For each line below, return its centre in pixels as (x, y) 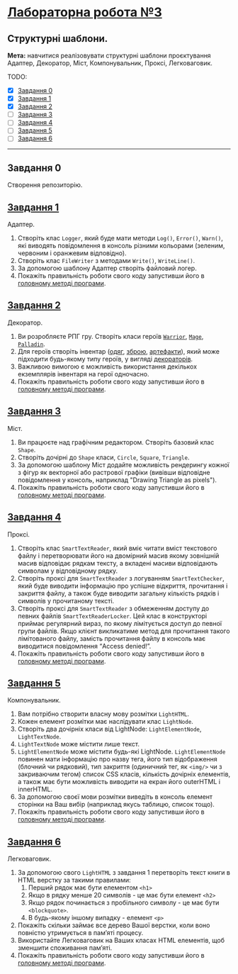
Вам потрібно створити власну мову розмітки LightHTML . (103, 714)
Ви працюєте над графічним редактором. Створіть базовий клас (116, 442)
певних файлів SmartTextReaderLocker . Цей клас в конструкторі (112, 616)
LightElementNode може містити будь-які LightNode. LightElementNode (121, 751)
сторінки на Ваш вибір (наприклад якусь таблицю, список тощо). (116, 805)
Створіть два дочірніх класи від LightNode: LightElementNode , (109, 729)
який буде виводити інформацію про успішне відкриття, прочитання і (123, 586)
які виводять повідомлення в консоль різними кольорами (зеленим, (121, 246)
